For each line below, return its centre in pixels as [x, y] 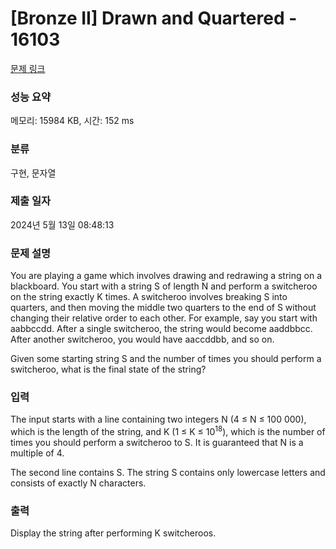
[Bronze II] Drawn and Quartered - [154, 18]
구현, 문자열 [33, 173]
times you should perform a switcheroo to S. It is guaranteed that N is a [157, 443]
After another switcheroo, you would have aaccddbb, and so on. [142, 339]
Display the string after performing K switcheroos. [113, 533]
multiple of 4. [37, 453]
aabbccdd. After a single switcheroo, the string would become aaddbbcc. [161, 329]
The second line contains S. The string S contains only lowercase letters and [168, 473]
